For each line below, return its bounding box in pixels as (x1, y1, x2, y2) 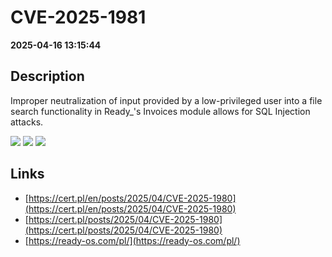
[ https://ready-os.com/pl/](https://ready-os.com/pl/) (24, 234, 241, 246)
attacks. (10, 116, 44, 128)
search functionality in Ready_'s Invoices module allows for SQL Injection (10, 105, 311, 117)
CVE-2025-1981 (10, 6, 147, 29)
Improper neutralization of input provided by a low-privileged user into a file (10, 94, 323, 106)
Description (10, 68, 85, 85)
